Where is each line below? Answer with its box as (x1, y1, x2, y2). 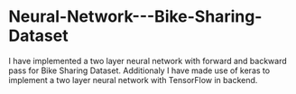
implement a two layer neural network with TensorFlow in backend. (8, 74, 258, 85)
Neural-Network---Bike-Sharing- (8, 6, 263, 27)
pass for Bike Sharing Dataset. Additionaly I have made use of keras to (8, 65, 271, 76)
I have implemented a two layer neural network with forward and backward (8, 55, 288, 66)
